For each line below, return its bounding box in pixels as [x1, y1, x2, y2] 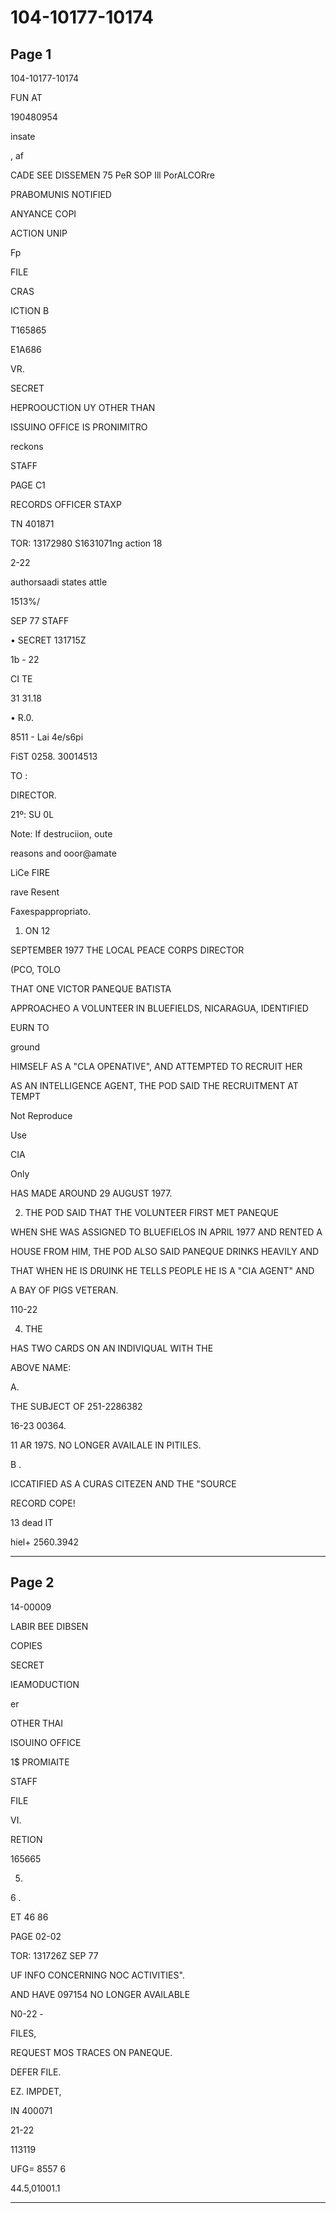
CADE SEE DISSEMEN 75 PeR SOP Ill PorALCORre [10, 169, 215, 181]
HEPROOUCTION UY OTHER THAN [10, 402, 156, 413]
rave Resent [10, 886, 60, 898]
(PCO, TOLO [10, 964, 61, 975]
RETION [10, 1833, 43, 1845]
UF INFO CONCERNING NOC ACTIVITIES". [10, 1969, 185, 1981]
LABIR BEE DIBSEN [10, 1620, 89, 1632]
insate [10, 131, 36, 142]
